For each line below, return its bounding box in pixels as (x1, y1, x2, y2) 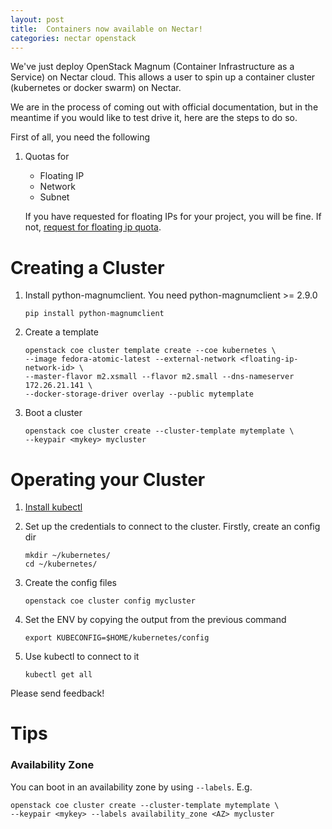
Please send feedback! (10, 687, 105, 700)
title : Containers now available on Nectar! (10, 24, 203, 34)
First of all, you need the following (10, 131, 151, 143)
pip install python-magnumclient (24, 309, 165, 319)
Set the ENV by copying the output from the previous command (24, 614, 287, 626)
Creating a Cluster (10, 256, 165, 279)
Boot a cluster (24, 407, 83, 419)
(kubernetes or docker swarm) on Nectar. (10, 82, 182, 94)
